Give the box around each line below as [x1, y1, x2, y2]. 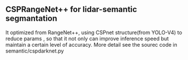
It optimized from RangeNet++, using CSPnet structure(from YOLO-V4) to [5, 29, 182, 36]
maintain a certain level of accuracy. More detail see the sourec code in [5, 41, 177, 48]
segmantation [5, 14, 58, 24]
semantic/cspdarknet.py [5, 47, 64, 54]
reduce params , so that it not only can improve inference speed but [5, 35, 169, 42]
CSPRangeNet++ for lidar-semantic [5, 5, 138, 14]
